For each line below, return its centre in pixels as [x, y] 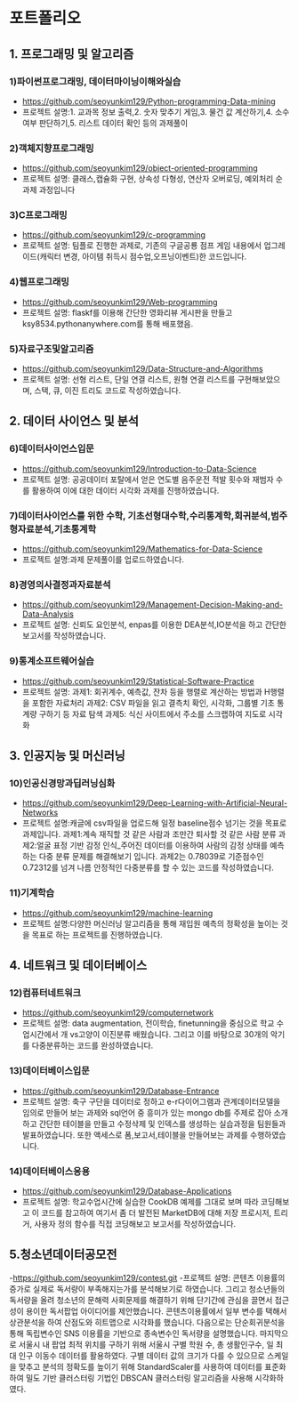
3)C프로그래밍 [39, 215]
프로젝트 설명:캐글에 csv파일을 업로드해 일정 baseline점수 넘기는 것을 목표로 [154, 823]
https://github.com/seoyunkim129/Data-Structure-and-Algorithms [143, 369]
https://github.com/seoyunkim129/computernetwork [118, 1013]
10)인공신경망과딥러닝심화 [62, 783]
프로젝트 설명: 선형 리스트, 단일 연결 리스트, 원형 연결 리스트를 [129, 380]
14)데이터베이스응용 [50, 1171]
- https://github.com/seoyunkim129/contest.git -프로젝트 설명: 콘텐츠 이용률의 [147, 1277]
